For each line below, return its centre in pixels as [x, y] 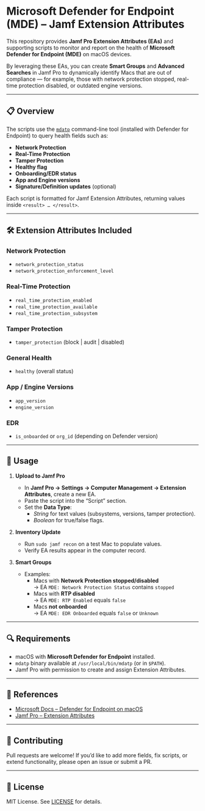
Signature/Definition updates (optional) [66, 186]
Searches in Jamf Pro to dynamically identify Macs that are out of [89, 72]
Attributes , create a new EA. [60, 494]
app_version [30, 401]
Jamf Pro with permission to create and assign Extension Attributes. [100, 669]
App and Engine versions [48, 180]
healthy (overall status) [44, 371]
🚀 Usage [22, 461]
